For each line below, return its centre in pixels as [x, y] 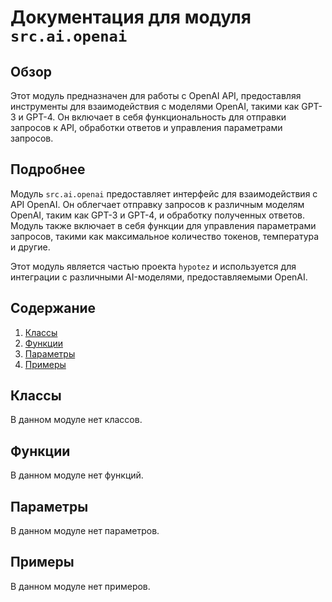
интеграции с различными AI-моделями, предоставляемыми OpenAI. [159, 277]
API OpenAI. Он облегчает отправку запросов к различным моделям [157, 204]
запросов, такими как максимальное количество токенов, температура [165, 236]
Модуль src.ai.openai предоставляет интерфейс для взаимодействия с [164, 193]
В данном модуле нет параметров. [85, 531]
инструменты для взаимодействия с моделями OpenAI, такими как [155, 106]
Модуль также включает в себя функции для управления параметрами [163, 225]
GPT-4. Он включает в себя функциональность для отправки [156, 117]
